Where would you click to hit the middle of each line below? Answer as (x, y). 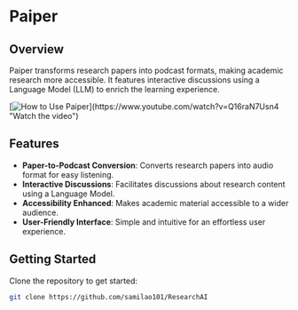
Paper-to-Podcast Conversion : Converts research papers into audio (148, 165)
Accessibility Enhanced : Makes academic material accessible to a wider (155, 203)
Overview (37, 49)
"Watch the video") (44, 116)
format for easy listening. (68, 174)
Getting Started (53, 259)
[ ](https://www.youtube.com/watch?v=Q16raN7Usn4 (144, 107)
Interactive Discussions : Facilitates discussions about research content (153, 184)
